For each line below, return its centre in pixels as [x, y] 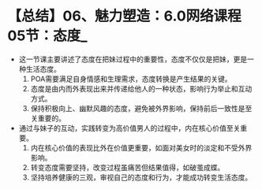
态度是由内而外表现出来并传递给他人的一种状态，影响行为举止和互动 [141, 88]
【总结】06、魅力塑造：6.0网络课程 [124, 16]
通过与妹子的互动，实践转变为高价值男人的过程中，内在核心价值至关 [129, 128]
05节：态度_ [47, 36]
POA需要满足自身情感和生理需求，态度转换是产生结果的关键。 [131, 79]
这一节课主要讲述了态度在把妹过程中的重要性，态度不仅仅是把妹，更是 [133, 59]
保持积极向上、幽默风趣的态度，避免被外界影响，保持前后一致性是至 [141, 108]
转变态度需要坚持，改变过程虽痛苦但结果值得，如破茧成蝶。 [127, 167]
